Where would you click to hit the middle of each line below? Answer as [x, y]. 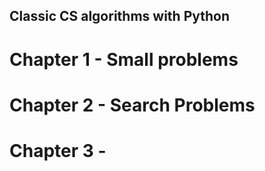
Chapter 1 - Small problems [124, 59]
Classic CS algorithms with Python [120, 16]
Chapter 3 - [58, 150]
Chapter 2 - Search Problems [132, 105]
